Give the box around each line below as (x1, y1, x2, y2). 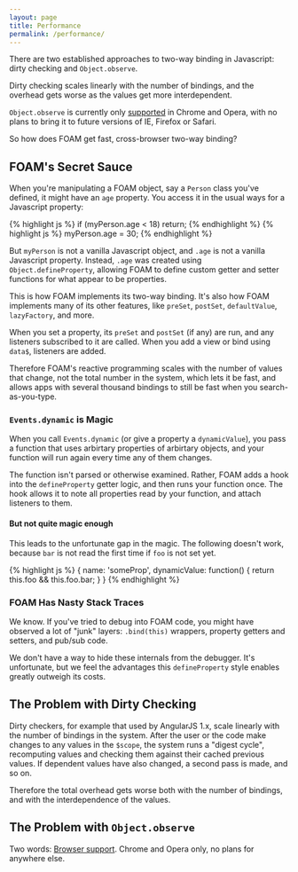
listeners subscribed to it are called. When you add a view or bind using (9, 336, 271, 347)
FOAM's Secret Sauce (9, 159, 133, 174)
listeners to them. (9, 498, 73, 508)
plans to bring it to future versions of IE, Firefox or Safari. (9, 116, 217, 127)
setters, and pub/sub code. (9, 635, 108, 646)
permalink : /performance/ (9, 29, 105, 38)
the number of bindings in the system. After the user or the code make (9, 729, 267, 741)
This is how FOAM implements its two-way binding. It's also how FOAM (9, 291, 271, 302)
